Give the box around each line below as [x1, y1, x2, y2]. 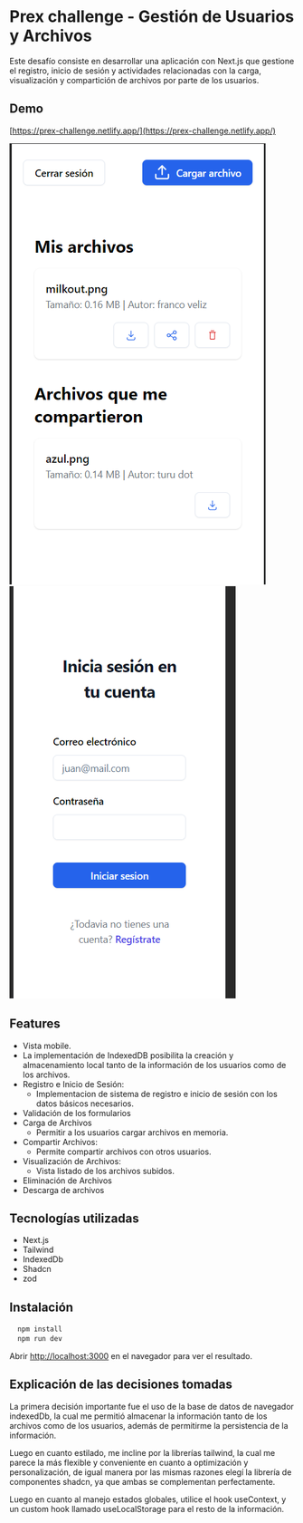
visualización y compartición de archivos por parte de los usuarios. [9, 74, 260, 85]
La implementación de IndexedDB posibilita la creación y [22, 1049, 234, 1061]
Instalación [9, 1299, 74, 1315]
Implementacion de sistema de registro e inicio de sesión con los [35, 1088, 278, 1099]
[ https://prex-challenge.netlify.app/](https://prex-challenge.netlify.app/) [9, 125, 276, 136]
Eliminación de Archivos [22, 1175, 113, 1186]
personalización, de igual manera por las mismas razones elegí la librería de [9, 1466, 292, 1478]
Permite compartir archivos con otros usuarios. [35, 1146, 212, 1157]
